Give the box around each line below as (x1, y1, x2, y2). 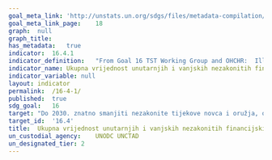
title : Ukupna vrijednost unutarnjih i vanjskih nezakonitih (8, 124, 223, 133)
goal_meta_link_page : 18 (8, 19, 104, 27)
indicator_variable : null (8, 72, 96, 80)
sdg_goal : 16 (8, 102, 60, 110)
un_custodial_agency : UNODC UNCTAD (8, 132, 139, 140)
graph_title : (8, 34, 53, 43)
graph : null (8, 27, 53, 35)
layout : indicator (8, 79, 70, 87)
